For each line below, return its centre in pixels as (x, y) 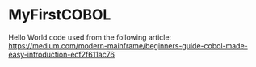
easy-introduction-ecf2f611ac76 (62, 54)
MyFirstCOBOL (60, 15)
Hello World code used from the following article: (90, 37)
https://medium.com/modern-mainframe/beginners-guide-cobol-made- (128, 45)
